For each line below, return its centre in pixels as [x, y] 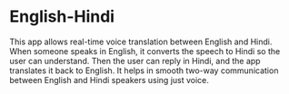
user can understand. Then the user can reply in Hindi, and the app [135, 61]
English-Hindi [62, 17]
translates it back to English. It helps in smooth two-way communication [144, 70]
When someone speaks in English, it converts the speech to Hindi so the [145, 51]
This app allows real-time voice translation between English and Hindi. [141, 42]
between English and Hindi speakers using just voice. [109, 80]
